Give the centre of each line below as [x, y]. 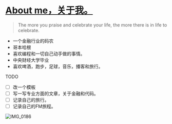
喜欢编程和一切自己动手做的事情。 [49, 54]
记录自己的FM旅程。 [34, 106]
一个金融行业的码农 [33, 41]
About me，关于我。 [49, 10]
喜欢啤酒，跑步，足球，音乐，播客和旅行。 [58, 66]
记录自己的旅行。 [31, 100]
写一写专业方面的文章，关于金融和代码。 [55, 93]
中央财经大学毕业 [31, 60]
